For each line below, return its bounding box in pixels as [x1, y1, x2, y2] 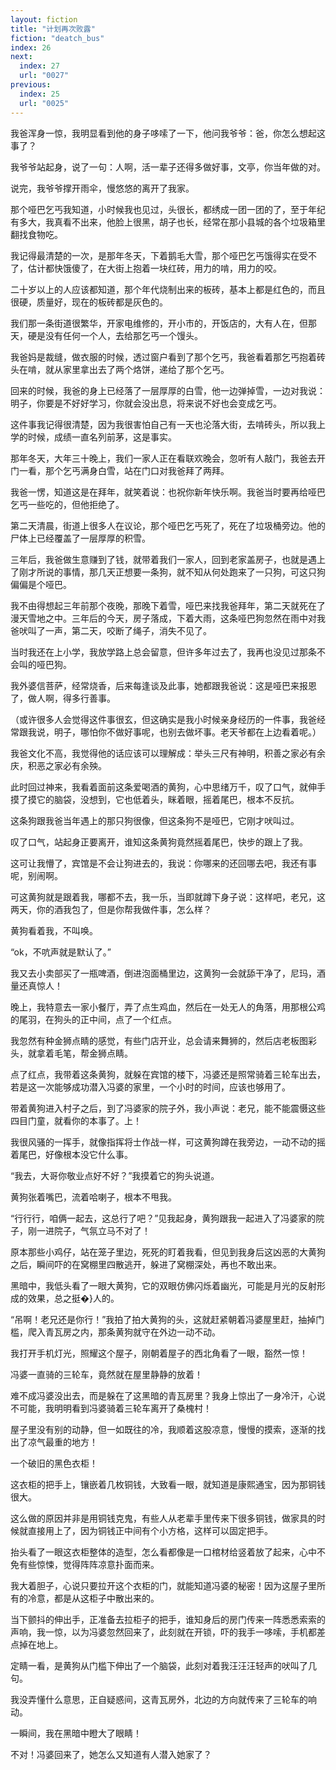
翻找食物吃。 [10, 228, 63, 240]
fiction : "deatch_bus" [10, 33, 105, 43]
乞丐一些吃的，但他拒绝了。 [10, 498, 125, 510]
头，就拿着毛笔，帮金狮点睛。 [10, 1047, 133, 1059]
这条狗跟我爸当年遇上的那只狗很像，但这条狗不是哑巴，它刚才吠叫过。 [10, 814, 300, 826]
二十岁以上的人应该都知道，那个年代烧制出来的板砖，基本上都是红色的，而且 [10, 283, 326, 295]
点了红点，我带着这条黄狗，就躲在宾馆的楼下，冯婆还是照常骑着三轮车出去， [10, 1068, 326, 1080]
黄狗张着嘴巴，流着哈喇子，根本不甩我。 [10, 1191, 177, 1203]
